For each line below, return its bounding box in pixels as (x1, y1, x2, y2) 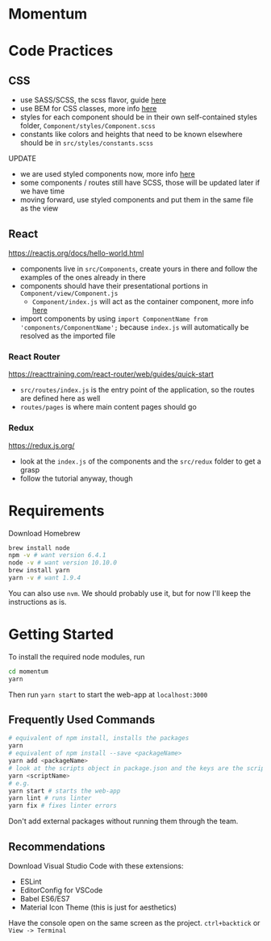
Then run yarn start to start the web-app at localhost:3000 (8, 689, 208, 699)
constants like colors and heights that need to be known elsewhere (19, 130, 244, 139)
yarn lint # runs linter (8, 794, 92, 802)
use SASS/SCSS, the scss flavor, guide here (19, 95, 167, 105)
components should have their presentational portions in (19, 281, 208, 290)
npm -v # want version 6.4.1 (8, 552, 106, 560)
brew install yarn (8, 566, 70, 575)
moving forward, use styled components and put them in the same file (19, 195, 254, 205)
